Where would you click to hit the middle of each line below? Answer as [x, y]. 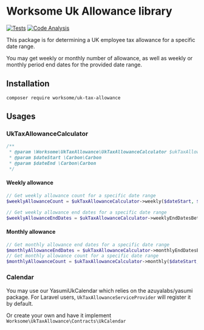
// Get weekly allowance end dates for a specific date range [87, 212]
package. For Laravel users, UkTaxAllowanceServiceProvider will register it [99, 297]
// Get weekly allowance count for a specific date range [81, 196]
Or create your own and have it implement [59, 315]
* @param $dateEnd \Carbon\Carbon [53, 163]
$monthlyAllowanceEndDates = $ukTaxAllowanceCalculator [78, 250]
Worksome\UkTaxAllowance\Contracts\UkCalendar [66, 321]
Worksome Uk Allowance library [89, 11]
